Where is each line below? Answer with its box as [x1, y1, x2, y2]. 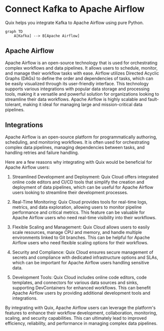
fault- [147, 96, 159, 102]
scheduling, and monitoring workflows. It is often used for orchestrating [5, 139, 150, 145]
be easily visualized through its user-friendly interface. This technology [5, 80, 149, 86]
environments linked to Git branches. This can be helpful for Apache [12, 234, 150, 240]
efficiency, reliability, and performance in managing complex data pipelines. [5, 320, 158, 326]
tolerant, [5, 102, 22, 107]
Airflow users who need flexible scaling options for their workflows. [12, 239, 148, 246]
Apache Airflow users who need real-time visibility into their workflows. [12, 214, 157, 220]
